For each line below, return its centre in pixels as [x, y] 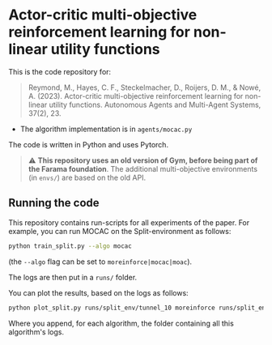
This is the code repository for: [60, 71]
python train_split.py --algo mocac [70, 246]
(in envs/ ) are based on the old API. [87, 177]
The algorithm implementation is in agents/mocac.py [106, 129]
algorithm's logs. [36, 332]
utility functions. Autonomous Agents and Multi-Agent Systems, [155, 104]
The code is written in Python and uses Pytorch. [88, 144]
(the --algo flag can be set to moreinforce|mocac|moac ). [100, 262]
